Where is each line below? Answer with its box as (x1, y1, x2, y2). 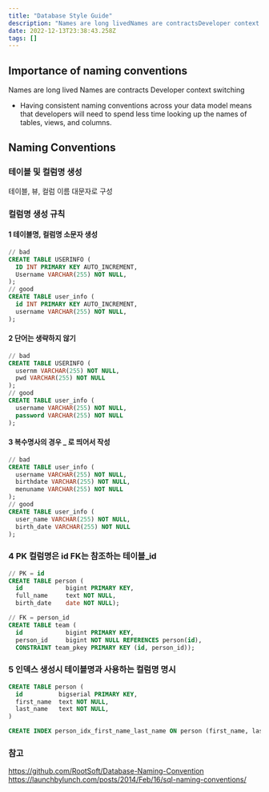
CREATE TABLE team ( (8, 621, 78, 629)
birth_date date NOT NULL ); (15, 599, 120, 607)
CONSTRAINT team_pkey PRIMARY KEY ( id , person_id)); (15, 644, 195, 652)
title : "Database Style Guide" (8, 11, 113, 20)
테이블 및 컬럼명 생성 (8, 166, 82, 177)
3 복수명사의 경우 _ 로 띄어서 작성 (8, 437, 110, 447)
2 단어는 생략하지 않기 (8, 334, 76, 343)
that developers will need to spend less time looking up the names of (19, 109, 247, 119)
